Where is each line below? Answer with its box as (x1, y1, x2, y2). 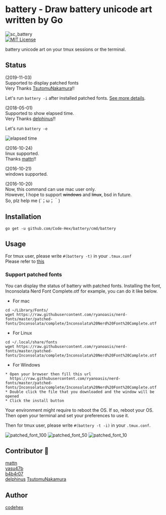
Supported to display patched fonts (5, 80, 79, 86)
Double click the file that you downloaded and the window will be (10, 389, 155, 394)
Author (5, 491, 28, 499)
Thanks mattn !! (5, 155, 37, 162)
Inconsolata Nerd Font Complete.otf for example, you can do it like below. (5, 288, 158, 294)
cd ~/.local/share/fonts (5, 339, 58, 345)
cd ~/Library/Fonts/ (5, 307, 49, 312)
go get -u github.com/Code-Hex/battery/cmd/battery (5, 226, 116, 231)
